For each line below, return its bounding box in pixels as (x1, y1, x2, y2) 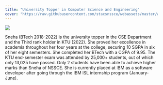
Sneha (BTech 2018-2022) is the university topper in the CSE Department (5, 34, 152, 40)
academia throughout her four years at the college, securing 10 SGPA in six (5, 44, 155, 50)
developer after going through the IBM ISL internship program (5, 70, 129, 75)
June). (5, 75, 18, 81)
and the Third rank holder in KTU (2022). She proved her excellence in (5, 39, 146, 45)
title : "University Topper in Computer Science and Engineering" (5, 7, 140, 12)
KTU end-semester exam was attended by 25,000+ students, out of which (5, 54, 154, 60)
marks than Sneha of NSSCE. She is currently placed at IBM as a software (5, 65, 153, 71)
